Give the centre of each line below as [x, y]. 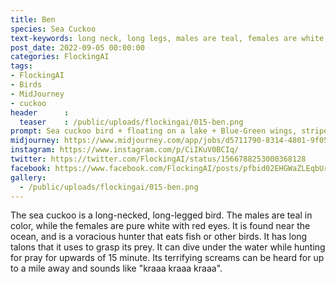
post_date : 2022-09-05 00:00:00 [77, 47]
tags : [21, 66]
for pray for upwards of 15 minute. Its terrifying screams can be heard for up [167, 258]
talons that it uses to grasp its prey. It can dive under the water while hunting [168, 247]
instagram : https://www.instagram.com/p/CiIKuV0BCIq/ [125, 150]
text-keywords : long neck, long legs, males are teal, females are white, [169, 38]
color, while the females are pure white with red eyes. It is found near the [160, 226]
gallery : [28, 177]
